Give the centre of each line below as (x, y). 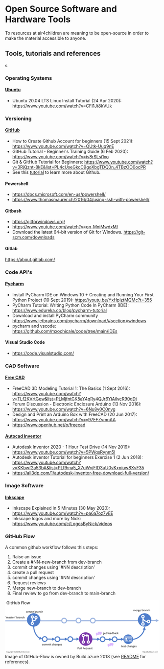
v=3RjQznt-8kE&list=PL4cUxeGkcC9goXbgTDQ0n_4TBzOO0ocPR (79, 167)
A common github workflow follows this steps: (52, 547)
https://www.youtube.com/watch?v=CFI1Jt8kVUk (62, 106)
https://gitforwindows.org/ (38, 222)
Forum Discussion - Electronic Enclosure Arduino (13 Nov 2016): (77, 404)
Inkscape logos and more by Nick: (47, 519)
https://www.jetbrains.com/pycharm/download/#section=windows (79, 321)
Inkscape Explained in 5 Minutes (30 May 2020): (61, 508)
